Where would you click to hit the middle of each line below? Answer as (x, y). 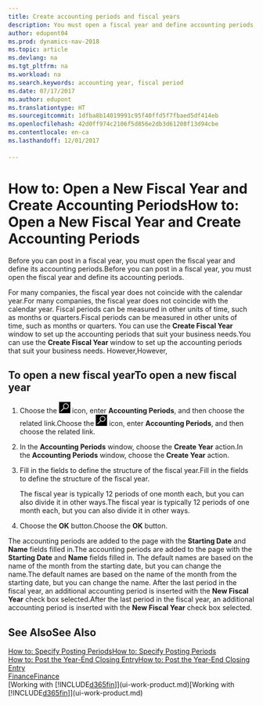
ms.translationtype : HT (47, 107)
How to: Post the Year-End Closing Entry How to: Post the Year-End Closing (129, 660)
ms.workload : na (34, 74)
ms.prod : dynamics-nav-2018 (54, 42)
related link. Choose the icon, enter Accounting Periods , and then (131, 423)
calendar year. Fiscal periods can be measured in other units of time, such (128, 309)
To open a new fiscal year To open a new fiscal (122, 375)
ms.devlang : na (33, 58)
